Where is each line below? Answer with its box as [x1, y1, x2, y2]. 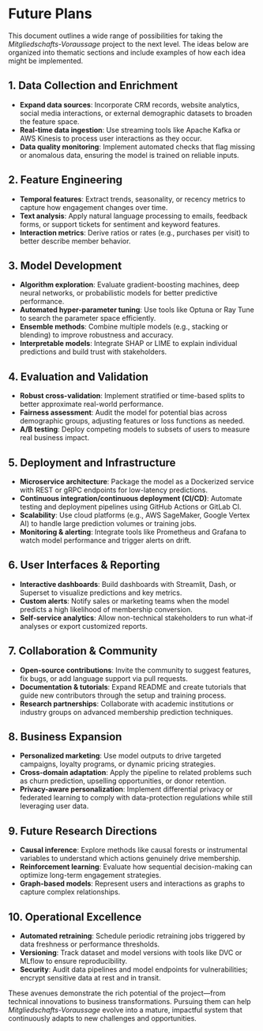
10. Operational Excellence [8, 910, 142, 924]
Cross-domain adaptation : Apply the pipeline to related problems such [19, 768, 252, 777]
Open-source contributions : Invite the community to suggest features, [19, 665, 251, 675]
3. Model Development [8, 258, 122, 273]
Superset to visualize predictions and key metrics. [19, 588, 182, 597]
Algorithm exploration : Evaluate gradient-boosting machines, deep [19, 280, 239, 289]
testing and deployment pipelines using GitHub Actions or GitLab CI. [19, 502, 242, 511]
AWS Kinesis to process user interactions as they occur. [19, 134, 202, 143]
